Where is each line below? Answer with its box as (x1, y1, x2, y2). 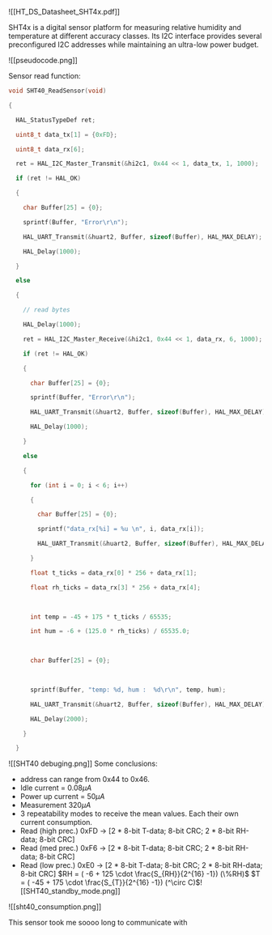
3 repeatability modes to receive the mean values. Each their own (19, 809, 239, 818)
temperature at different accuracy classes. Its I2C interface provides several (8, 32, 262, 40)
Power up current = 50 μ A (19, 792, 105, 801)
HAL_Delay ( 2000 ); (29, 715, 89, 723)
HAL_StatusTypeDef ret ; (15, 116, 96, 124)
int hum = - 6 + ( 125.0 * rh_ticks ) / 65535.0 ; (29, 627, 190, 635)
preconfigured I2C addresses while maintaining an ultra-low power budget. (8, 40, 259, 49)
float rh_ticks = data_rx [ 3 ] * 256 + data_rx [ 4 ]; (29, 583, 201, 592)
